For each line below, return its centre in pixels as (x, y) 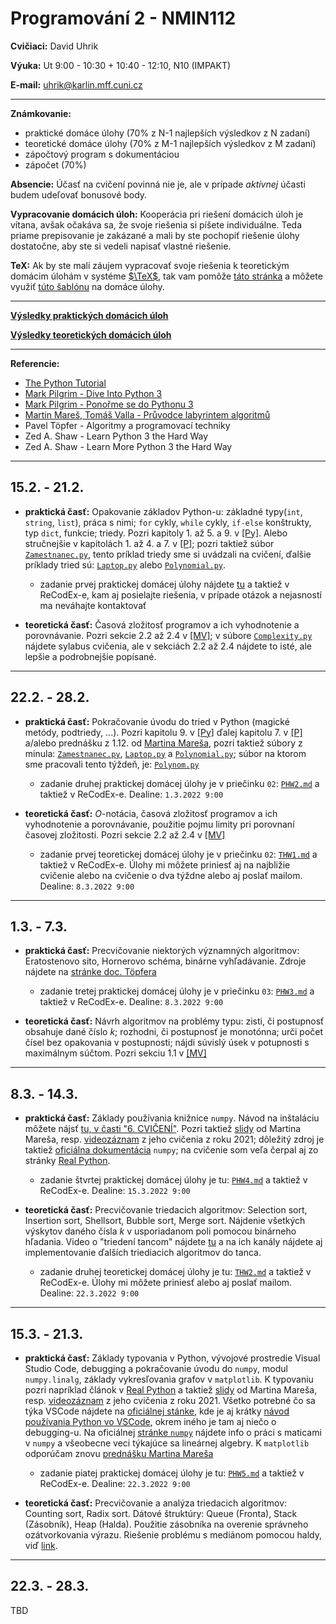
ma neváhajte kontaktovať (93, 605)
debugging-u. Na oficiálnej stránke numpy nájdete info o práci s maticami (173, 1432)
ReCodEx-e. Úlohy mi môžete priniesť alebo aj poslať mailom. (166, 1283)
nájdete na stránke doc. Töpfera (90, 972)
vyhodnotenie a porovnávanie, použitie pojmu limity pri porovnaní (159, 824)
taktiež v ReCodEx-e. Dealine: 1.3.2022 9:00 (131, 794)
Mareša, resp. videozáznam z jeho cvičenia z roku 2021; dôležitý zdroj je (174, 1139)
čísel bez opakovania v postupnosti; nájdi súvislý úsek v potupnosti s (167, 1043)
